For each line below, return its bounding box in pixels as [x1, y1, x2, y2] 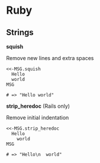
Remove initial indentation [6, 114, 69, 121]
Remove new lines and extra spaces [6, 55, 94, 61]
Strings [6, 27, 34, 37]
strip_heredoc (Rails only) [6, 102, 70, 109]
